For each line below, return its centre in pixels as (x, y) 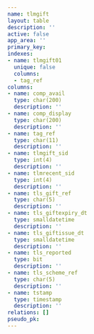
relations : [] (28, 313)
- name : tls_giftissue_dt (46, 233)
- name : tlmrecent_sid (41, 173)
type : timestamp (38, 299)
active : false (28, 34)
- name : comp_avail (36, 93)
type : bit (28, 260)
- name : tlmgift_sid (38, 153)
